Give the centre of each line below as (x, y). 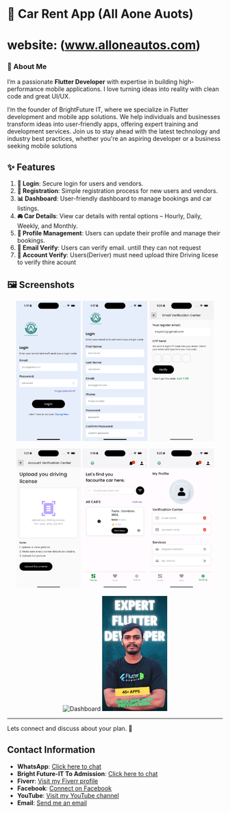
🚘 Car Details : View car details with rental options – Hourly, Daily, (110, 216)
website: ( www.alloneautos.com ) (104, 46)
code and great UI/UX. (39, 96)
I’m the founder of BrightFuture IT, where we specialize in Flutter (98, 109)
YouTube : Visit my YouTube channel (68, 795)
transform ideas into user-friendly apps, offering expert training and (103, 124)
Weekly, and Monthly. (48, 226)
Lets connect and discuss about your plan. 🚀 (70, 729)
